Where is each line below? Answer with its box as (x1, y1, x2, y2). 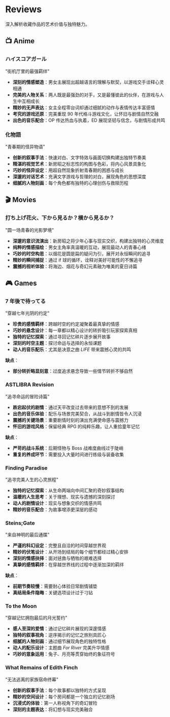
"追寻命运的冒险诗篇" (5, 393, 50, 399)
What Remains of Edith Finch (5, 664, 78, 671)
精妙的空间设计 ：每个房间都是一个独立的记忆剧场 (12, 694, 115, 700)
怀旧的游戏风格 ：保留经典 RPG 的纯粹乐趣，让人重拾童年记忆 (12, 423, 141, 429)
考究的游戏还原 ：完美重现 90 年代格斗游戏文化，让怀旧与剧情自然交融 (12, 111, 159, 117)
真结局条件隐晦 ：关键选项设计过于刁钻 (12, 590, 93, 596)
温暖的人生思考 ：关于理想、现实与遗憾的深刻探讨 (12, 493, 115, 500)
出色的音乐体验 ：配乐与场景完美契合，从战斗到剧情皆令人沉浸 (12, 410, 142, 417)
